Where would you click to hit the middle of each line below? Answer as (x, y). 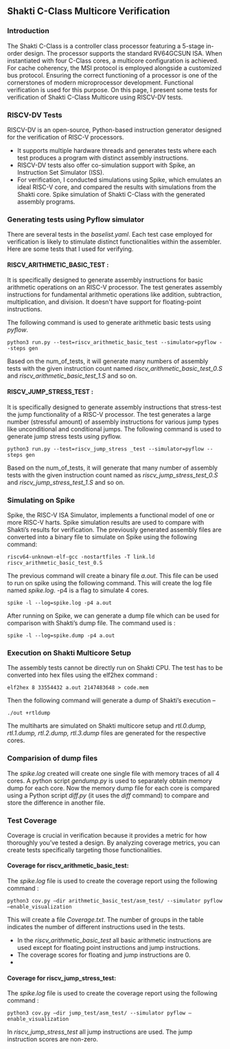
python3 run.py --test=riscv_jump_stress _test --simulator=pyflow (106, 449)
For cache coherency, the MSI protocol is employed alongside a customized (114, 67)
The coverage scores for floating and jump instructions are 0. (104, 955)
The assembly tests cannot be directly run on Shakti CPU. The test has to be (115, 668)
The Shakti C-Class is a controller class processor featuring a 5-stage (106, 46)
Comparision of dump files (53, 758)
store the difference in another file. (56, 802)
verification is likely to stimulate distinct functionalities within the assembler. (114, 242)
